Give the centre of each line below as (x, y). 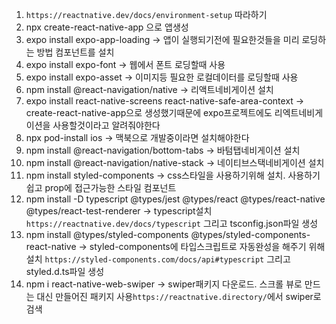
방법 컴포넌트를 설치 (75, 52)
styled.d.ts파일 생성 (65, 271)
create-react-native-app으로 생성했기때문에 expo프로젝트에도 (149, 112)
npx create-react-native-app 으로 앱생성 (107, 27)
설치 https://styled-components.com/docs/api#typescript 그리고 (158, 259)
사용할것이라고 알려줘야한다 (106, 125)
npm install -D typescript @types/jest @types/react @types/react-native (175, 199)
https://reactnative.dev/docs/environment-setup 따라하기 (146, 14)
